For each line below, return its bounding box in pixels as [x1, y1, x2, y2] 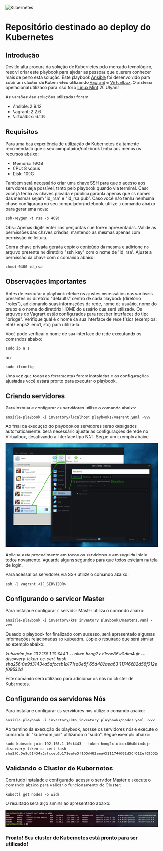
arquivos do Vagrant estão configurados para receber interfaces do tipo [5, 311, 149, 317]
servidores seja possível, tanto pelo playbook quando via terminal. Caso [5, 185, 149, 191]
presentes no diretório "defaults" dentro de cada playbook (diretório [5, 295, 141, 301]
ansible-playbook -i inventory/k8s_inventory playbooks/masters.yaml [5, 618, 149, 622]
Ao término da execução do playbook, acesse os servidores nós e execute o [5, 726, 158, 732]
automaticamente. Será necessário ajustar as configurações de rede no [5, 428, 148, 434]
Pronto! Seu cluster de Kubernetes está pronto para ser [5, 835, 138, 841]
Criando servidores [5, 392, 65, 400]
